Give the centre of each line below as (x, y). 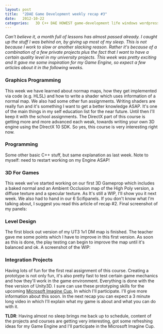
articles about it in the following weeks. (44, 68)
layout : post (18, 9)
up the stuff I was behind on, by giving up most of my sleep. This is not (76, 42)
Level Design (21, 222)
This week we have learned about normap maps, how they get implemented (81, 91)
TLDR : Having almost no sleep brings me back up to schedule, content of (78, 316)
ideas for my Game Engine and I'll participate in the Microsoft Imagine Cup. (80, 326)
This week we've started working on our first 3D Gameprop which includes (80, 183)
